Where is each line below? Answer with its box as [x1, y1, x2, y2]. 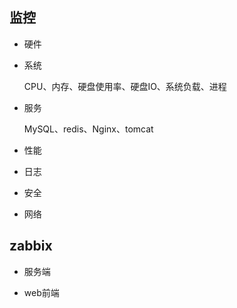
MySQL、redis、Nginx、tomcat [23, 123, 154, 135]
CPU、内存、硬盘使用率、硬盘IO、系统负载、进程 [23, 80, 227, 92]
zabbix [9, 238, 53, 255]
